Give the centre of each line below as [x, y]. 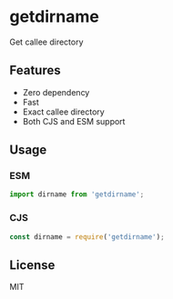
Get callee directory [46, 42]
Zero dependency [56, 92]
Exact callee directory [63, 112]
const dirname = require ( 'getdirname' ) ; [87, 237]
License [32, 265]
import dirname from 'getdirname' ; [77, 194]
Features [35, 70]
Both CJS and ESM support [74, 121]
